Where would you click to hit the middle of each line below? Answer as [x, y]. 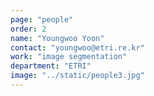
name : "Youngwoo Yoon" [57, 38]
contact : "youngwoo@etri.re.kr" [77, 47]
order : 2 [28, 29]
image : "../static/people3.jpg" [77, 76]
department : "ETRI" [51, 66]
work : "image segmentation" [69, 57]
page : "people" [42, 19]
